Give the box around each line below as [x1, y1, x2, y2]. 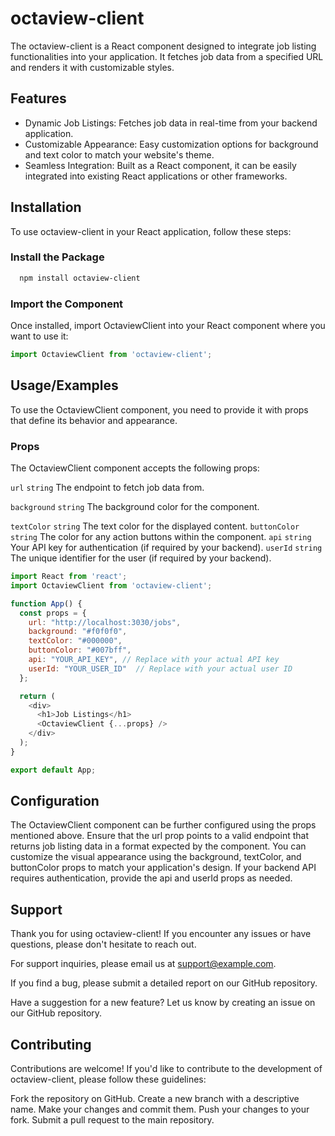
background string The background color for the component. [10, 501, 260, 513]
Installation [10, 199, 82, 216]
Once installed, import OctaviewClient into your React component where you [10, 320, 326, 332]
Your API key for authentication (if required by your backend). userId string [10, 542, 323, 554]
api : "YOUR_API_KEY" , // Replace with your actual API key [28, 655, 280, 665]
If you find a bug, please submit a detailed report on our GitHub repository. [10, 977, 318, 989]
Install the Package [10, 250, 105, 264]
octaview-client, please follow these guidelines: [10, 1073, 207, 1086]
